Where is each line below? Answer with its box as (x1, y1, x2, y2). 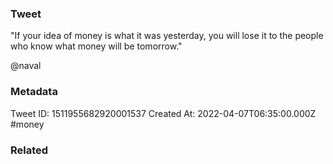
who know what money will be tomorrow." (10, 40, 183, 52)
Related (10, 143, 49, 157)
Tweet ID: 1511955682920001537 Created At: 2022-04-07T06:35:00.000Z (10, 107, 317, 119)
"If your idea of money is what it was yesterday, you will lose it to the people (10, 30, 324, 42)
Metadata (10, 85, 58, 99)
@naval (10, 60, 42, 72)
